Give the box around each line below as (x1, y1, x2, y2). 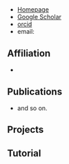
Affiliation (7, 48, 51, 59)
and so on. (17, 104, 48, 112)
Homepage (17, 6, 50, 14)
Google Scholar (17, 13, 62, 21)
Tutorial (7, 147, 41, 159)
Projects (7, 124, 44, 136)
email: (17, 28, 34, 36)
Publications (7, 85, 63, 97)
